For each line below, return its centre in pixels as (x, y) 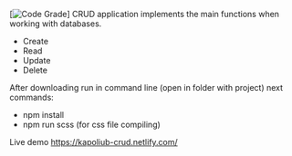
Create (35, 41)
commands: (32, 97)
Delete (35, 70)
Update (36, 60)
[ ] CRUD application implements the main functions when (145, 14)
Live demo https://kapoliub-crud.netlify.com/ (94, 142)
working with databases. (56, 24)
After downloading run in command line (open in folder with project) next (146, 88)
